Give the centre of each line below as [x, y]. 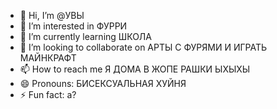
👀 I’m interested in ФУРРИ [73, 26]
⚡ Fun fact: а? [48, 94]
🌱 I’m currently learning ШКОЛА [85, 36]
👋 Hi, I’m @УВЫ [52, 15]
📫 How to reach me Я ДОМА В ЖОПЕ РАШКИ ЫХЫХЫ [135, 69]
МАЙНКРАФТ [48, 58]
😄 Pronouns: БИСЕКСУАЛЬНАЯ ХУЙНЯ [103, 83]
